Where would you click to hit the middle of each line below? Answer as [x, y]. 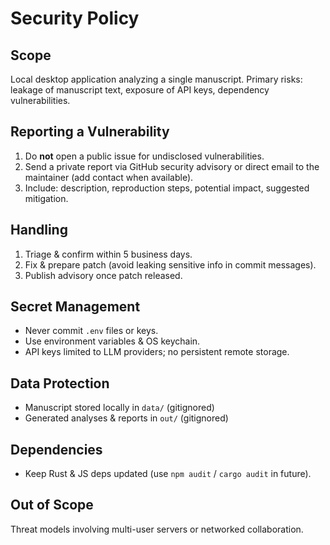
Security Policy [75, 18]
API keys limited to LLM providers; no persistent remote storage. [157, 352]
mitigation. [46, 198]
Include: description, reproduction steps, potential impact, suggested [167, 188]
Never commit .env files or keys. [91, 331]
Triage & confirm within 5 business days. [108, 254]
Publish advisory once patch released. [103, 275]
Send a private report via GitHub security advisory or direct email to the [172, 166]
